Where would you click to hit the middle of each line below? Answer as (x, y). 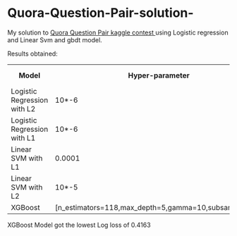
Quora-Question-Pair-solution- (101, 13)
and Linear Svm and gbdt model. (55, 39)
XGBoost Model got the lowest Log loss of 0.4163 (79, 225)
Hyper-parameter (159, 75)
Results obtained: (32, 54)
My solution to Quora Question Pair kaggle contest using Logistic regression (118, 32)
